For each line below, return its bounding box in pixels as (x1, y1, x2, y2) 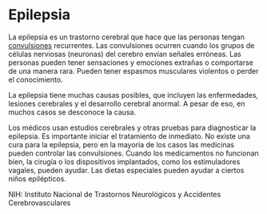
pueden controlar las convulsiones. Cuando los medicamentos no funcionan (8, 148, 260, 158)
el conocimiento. (8, 75, 63, 84)
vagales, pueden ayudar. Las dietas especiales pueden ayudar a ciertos (8, 165, 245, 175)
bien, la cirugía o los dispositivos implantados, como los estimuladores (8, 156, 241, 166)
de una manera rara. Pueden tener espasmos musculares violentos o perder (8, 66, 259, 75)
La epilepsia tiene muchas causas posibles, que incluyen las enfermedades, (8, 90, 258, 99)
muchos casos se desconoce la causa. (8, 107, 137, 117)
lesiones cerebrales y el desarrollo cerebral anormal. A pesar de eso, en (8, 99, 245, 108)
